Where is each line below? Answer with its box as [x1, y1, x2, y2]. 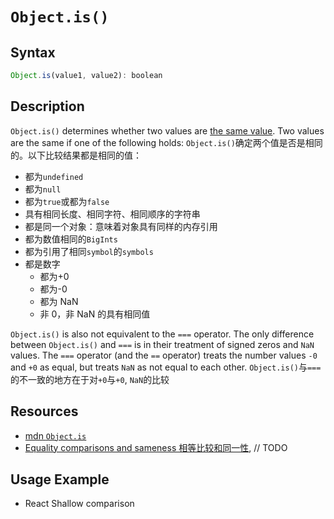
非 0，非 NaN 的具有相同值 [39, 308, 151, 320]
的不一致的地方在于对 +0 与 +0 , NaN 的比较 [10, 373, 170, 385]
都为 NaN [39, 295, 79, 307]
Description [10, 98, 85, 115]
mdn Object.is [24, 429, 87, 442]
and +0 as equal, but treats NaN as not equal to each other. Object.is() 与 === [10, 361, 322, 373]
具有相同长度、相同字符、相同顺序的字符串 [24, 208, 201, 220]
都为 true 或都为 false [24, 195, 110, 207]
